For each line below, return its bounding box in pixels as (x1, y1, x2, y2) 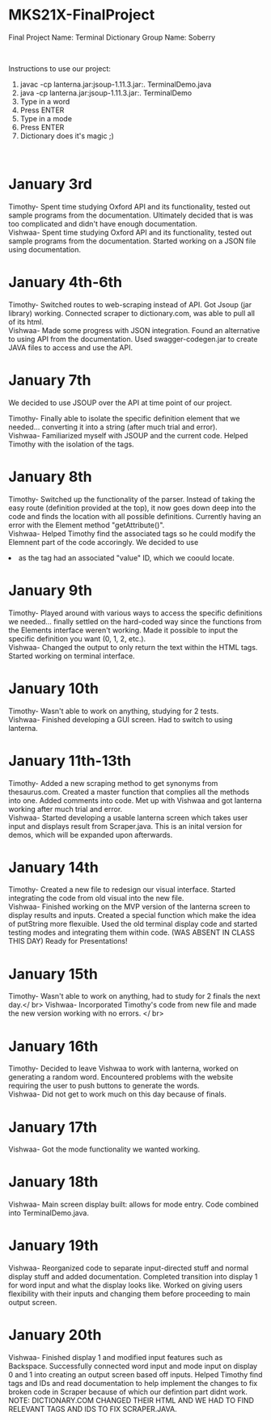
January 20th (8, 1326, 102, 1344)
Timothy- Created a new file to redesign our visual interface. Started (8, 885, 236, 894)
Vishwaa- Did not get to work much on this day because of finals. (8, 1089, 227, 1099)
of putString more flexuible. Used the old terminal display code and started (8, 919, 257, 929)
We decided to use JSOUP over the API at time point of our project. (8, 398, 232, 408)
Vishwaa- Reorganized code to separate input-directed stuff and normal (8, 1263, 249, 1273)
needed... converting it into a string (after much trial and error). (8, 422, 218, 432)
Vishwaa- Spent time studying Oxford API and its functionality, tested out (8, 227, 252, 237)
